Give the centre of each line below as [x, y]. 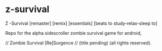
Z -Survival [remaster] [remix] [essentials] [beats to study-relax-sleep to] [82, 23]
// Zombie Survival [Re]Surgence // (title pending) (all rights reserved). [78, 43]
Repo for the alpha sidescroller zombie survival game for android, [73, 33]
